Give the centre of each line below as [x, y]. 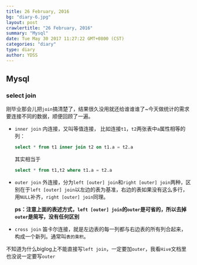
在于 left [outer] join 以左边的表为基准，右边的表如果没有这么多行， [104, 190]
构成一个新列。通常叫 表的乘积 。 [52, 237]
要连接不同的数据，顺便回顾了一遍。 [50, 116]
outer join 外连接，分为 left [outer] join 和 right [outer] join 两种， [100, 182]
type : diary [21, 50]
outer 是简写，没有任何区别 [47, 217]
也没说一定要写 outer [31, 256]
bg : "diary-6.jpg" [28, 17]
